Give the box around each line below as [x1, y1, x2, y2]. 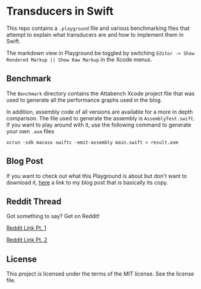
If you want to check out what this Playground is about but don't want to [6, 172, 188, 180]
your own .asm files [6, 127, 55, 135]
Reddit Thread [6, 196, 62, 207]
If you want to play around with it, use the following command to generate [6, 121, 192, 128]
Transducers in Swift [6, 4, 114, 18]
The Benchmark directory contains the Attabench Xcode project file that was [6, 90, 195, 97]
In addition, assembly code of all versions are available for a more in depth [6, 108, 193, 115]
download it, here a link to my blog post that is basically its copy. [6, 178, 169, 186]
